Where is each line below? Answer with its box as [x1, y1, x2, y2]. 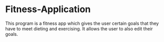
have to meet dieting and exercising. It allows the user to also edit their [5, 25, 153, 31]
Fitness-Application [5, 4, 91, 15]
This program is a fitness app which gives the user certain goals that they [5, 20, 159, 26]
